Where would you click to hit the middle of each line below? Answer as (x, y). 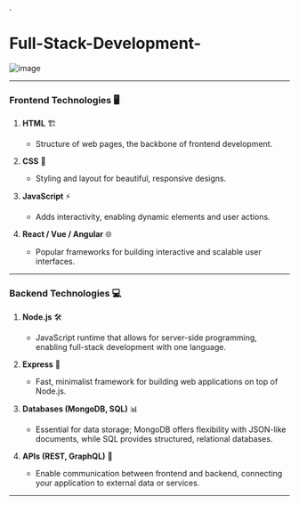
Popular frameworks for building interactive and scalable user (149, 252)
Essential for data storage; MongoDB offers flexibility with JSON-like (161, 429)
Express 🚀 (41, 364)
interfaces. (55, 262)
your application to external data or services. (117, 483)
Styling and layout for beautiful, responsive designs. (131, 179)
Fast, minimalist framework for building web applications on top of (157, 381)
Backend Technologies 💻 (65, 294)
